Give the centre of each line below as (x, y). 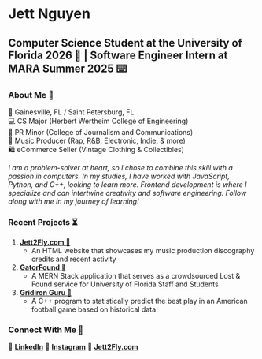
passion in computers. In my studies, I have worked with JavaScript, (119, 176)
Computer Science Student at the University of (125, 43)
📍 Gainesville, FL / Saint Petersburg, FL (71, 112)
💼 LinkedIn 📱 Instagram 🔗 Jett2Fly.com (74, 347)
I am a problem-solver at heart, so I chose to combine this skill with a (121, 167)
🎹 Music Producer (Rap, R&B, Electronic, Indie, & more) (97, 140)
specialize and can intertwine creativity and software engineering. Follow (127, 193)
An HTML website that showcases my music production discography (143, 251)
